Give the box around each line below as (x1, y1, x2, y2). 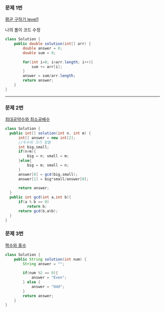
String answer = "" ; (23, 261, 65, 266)
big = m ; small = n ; (27, 163, 69, 168)
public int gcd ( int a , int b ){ (9, 195, 71, 200)
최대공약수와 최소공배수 (5, 117, 50, 123)
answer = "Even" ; (31, 275, 67, 280)
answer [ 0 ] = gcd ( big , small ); (18, 172, 78, 177)
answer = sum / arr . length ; (23, 73, 76, 78)
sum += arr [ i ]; (31, 64, 63, 69)
